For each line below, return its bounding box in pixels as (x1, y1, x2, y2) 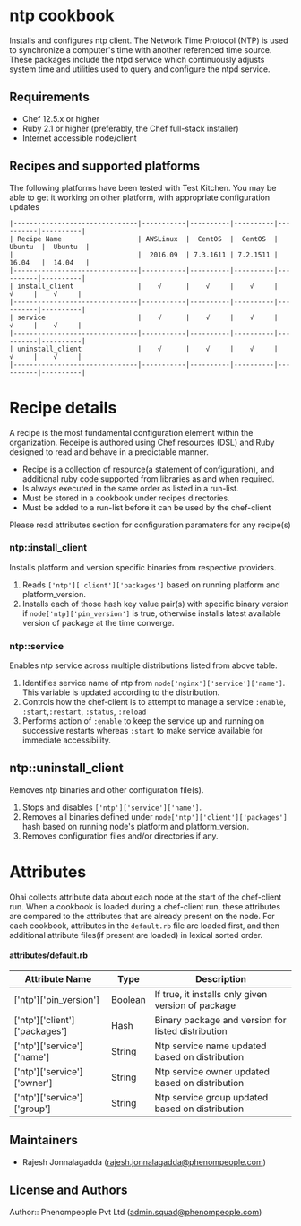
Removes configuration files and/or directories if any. (21, 830, 219, 841)
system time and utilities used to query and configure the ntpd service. (9, 64, 271, 74)
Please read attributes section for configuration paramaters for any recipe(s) (9, 519, 291, 530)
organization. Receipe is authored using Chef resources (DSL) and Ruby (9, 437, 275, 448)
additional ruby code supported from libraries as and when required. (21, 473, 275, 484)
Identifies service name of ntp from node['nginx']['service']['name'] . (21, 678, 286, 689)
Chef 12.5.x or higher (21, 113, 100, 124)
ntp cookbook (9, 5, 115, 26)
